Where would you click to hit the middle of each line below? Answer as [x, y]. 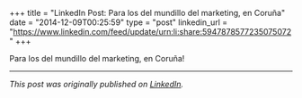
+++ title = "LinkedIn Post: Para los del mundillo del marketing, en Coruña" [147, 13]
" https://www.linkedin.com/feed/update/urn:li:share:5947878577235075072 [151, 32]
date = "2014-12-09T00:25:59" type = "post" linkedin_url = [119, 22]
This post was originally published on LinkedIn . [97, 84]
